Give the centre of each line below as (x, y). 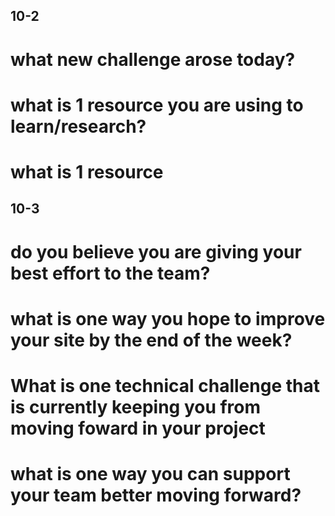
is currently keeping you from (136, 406)
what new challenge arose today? (153, 59)
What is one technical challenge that (165, 385)
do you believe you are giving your (156, 251)
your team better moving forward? (156, 495)
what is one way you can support (150, 474)
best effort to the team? (110, 273)
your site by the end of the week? (151, 340)
